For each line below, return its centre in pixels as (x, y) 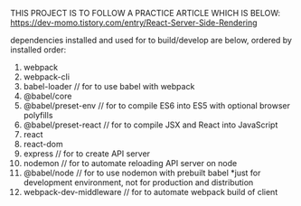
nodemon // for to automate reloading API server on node (130, 163)
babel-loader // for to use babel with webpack (109, 86)
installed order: (38, 50)
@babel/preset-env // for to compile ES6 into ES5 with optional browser (157, 106)
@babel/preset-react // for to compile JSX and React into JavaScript (150, 125)
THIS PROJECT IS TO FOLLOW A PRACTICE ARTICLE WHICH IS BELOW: (146, 13)
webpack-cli (47, 77)
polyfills (38, 115)
